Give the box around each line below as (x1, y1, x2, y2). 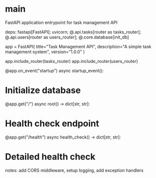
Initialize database (5, 85, 81, 96)
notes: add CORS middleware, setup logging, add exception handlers (5, 167, 144, 173)
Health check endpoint (5, 118, 99, 129)
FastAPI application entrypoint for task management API (5, 20, 118, 25)
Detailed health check (5, 151, 96, 162)
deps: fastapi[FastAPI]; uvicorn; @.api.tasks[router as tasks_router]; (5, 29, 141, 35)
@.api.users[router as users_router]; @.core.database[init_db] (5, 34, 129, 40)
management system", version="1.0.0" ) (5, 49, 85, 55)
